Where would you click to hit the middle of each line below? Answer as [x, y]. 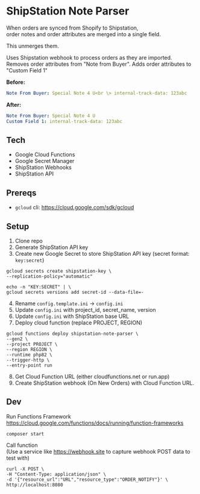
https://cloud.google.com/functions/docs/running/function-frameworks [95, 423]
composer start [25, 434]
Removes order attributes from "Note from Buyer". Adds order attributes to [99, 64]
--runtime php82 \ [29, 355]
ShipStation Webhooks [43, 168]
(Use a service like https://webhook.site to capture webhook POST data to [98, 451]
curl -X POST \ [25, 469]
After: [14, 104]
